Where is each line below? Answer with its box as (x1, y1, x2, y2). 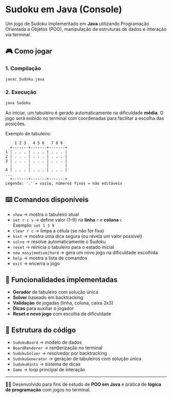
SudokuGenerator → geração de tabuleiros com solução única (12, 355, 142, 362)
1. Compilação (5, 65, 41, 72)
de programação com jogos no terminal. (5, 387, 91, 393)
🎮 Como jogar (5, 47, 52, 56)
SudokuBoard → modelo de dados (12, 340, 82, 346)
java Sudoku (5, 100, 31, 106)
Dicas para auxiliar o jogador (12, 305, 74, 311)
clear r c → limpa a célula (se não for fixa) (12, 228, 104, 234)
